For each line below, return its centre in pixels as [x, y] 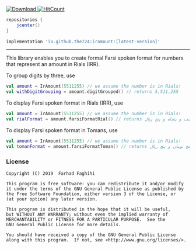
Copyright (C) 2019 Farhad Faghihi [50, 173]
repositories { [24, 20]
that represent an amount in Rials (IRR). [53, 64]
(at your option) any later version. [52, 199]
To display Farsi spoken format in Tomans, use [62, 130]
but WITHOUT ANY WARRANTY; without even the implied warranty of [87, 214]
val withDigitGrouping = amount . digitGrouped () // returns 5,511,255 [92, 92]
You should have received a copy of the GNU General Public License [91, 235]
